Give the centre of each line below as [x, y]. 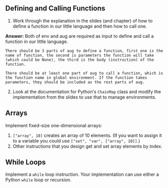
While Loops [26, 162]
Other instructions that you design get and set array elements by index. [87, 146]
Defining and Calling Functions [55, 8]
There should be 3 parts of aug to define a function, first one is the [84, 51]
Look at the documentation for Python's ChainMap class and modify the [87, 91]
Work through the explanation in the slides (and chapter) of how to [83, 20]
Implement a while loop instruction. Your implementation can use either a [82, 174]
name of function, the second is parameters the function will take [80, 55]
